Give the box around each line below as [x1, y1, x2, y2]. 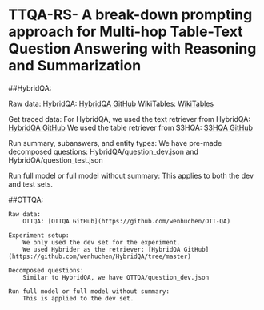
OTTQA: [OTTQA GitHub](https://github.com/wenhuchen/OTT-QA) [22, 217, 230, 225]
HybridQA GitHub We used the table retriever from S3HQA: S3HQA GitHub [8, 123, 254, 132]
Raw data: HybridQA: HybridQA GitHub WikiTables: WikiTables [8, 99, 214, 108]
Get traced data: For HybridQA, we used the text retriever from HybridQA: [8, 114, 250, 123]
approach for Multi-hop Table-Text [8, 22, 243, 41]
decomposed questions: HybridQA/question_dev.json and [8, 147, 198, 156]
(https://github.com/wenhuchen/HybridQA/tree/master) [8, 252, 192, 260]
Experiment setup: [8, 231, 70, 240]
